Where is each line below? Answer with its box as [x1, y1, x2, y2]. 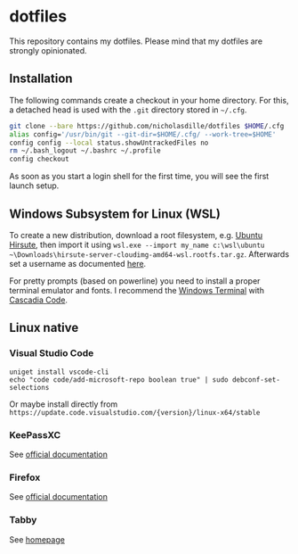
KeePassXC [9, 428, 61, 441]
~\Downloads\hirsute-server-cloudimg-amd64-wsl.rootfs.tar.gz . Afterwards [9, 248, 290, 260]
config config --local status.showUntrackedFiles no [9, 138, 209, 147]
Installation [9, 71, 73, 87]
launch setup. [9, 180, 60, 191]
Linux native [9, 320, 79, 335]
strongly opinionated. [9, 45, 87, 55]
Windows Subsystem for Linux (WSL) [9, 206, 221, 221]
